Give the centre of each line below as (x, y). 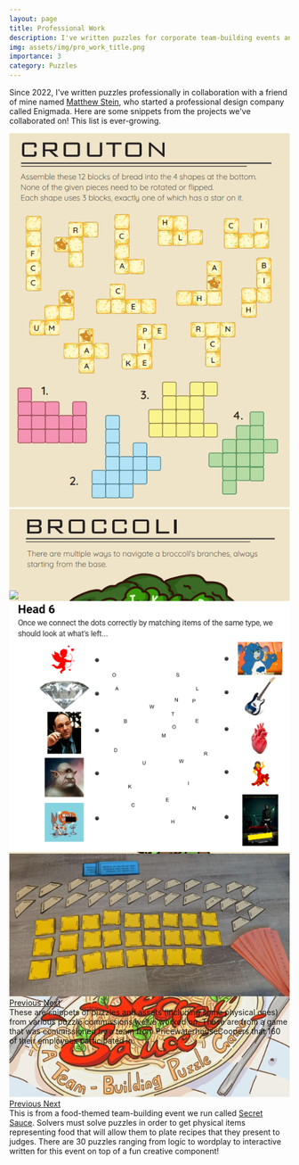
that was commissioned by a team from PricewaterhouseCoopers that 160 (145, 1031)
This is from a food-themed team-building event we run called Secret (136, 1113)
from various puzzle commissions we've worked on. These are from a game (148, 1022)
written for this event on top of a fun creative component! (114, 1152)
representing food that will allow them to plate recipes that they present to (145, 1132)
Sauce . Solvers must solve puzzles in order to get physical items (128, 1123)
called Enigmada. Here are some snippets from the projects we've (130, 111)
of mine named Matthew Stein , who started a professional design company (147, 102)
